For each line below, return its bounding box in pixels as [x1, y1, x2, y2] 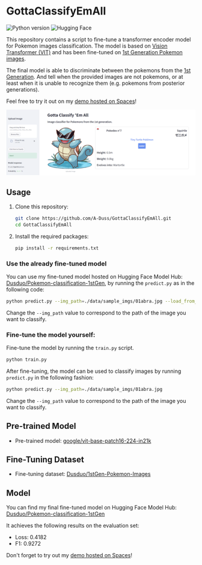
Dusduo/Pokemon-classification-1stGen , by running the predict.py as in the [6, 279, 195, 287]
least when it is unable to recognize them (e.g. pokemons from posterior [6, 80, 185, 87]
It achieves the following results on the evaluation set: [6, 522, 139, 529]
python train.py [6, 357, 47, 363]
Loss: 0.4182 [14, 534, 47, 541]
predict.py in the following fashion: [6, 373, 94, 381]
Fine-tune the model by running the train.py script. [6, 345, 134, 352]
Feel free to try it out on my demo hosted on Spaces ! [6, 98, 137, 105]
